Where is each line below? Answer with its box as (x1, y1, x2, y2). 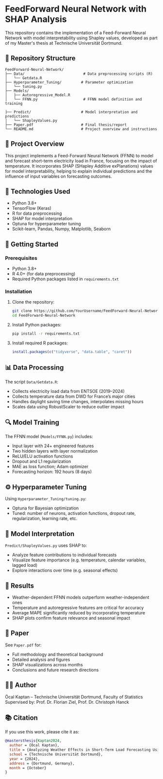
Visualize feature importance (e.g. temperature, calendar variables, (12, 557, 147, 563)
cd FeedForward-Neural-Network (12, 313, 76, 318)
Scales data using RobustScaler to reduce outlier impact (12, 404, 125, 409)
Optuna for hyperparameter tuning (12, 221, 81, 227)
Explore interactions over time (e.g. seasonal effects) (12, 567, 118, 574)
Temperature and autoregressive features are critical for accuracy (12, 605, 144, 610)
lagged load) (12, 562, 38, 568)
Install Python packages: (12, 322, 62, 328)
